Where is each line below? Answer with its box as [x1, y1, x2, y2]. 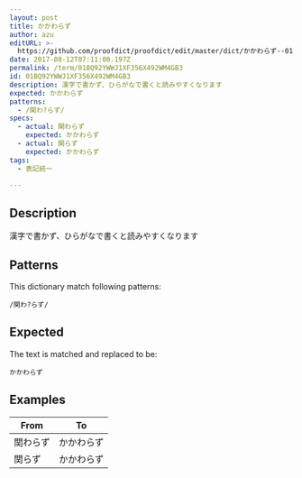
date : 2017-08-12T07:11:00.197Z [9, 55, 131, 64]
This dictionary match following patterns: [9, 281, 162, 291]
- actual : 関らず [17, 139, 78, 148]
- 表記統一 [17, 164, 53, 173]
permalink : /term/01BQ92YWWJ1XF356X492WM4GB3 [9, 64, 183, 73]
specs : [9, 114, 34, 123]
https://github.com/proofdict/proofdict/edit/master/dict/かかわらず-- [17, 47, 286, 56]
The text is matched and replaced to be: [9, 348, 158, 359]
